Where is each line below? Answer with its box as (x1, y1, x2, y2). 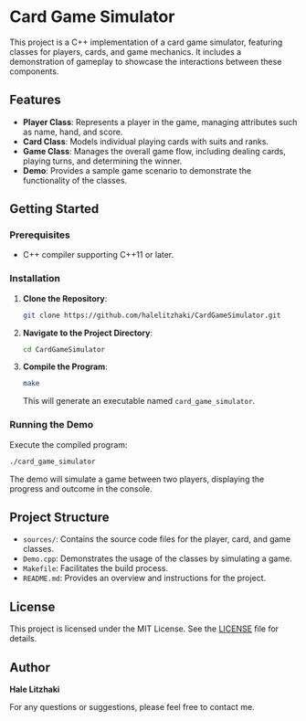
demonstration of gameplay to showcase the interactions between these (9, 56, 282, 67)
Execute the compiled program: (9, 439, 128, 450)
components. (9, 66, 59, 77)
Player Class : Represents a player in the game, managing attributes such (22, 116, 298, 127)
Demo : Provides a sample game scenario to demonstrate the (22, 164, 252, 175)
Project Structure (9, 509, 110, 525)
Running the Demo (9, 419, 94, 431)
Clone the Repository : (22, 292, 108, 303)
